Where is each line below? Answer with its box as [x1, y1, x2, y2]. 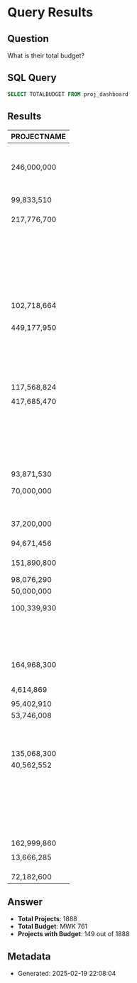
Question [7, 33, 49, 45]
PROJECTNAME [11, 131, 66, 141]
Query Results [7, 4, 94, 21]
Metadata [7, 950, 51, 962]
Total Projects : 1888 [17, 915, 77, 923]
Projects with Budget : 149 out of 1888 [17, 930, 130, 938]
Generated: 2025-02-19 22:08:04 [17, 970, 116, 978]
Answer [7, 896, 43, 908]
